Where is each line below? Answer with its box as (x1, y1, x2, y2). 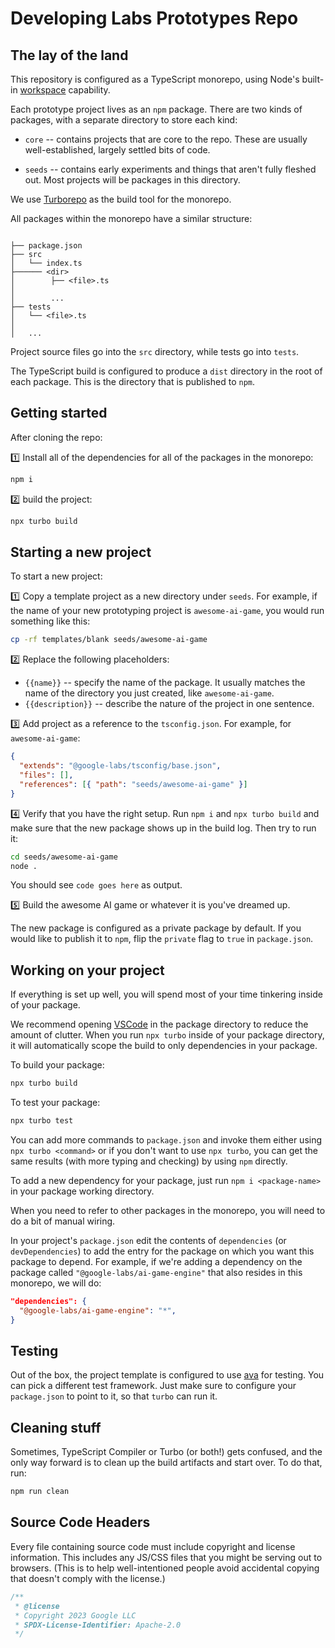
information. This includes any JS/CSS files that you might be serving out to (10, 1551, 323, 1563)
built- (301, 73, 325, 85)
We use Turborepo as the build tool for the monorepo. (10, 193, 232, 205)
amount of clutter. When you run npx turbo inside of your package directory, (10, 1029, 325, 1041)
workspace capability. (19, 84, 111, 96)
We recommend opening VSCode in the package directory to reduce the (10, 1018, 309, 1031)
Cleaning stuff (10, 1419, 102, 1436)
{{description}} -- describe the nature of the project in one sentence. (24, 698, 315, 710)
